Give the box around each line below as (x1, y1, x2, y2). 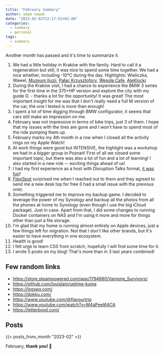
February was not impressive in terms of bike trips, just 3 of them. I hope (12, 119, 159, 125)
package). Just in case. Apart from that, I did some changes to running (12, 207, 155, 213)
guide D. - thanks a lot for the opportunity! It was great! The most (12, 93, 144, 99)
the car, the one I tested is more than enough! (12, 103, 104, 109)
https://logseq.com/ (12, 286, 53, 292)
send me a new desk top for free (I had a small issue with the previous (12, 181, 154, 187)
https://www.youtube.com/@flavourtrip (12, 296, 92, 302)
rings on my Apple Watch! (12, 140, 65, 146)
